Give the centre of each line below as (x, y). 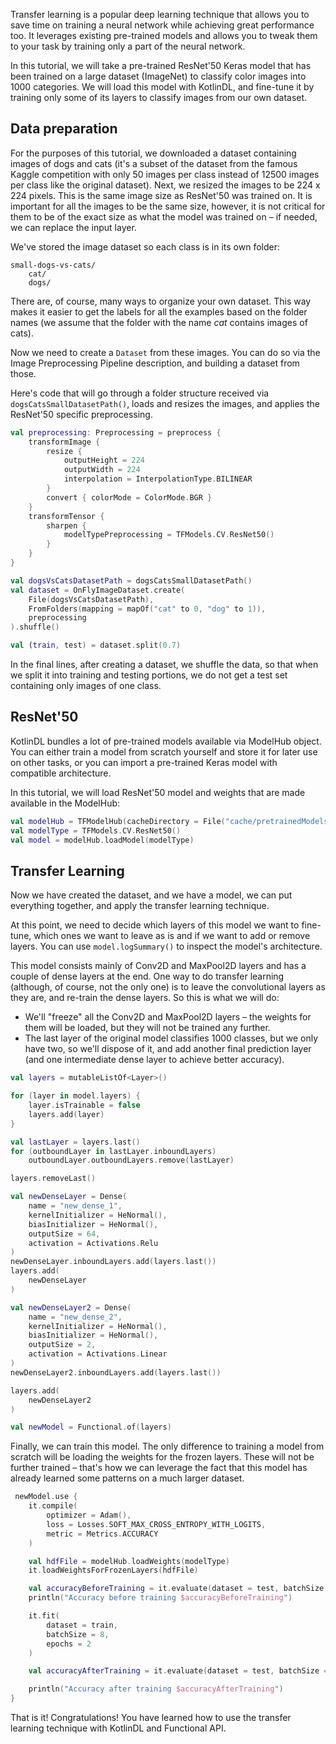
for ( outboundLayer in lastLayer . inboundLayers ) (113, 1151)
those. (23, 373)
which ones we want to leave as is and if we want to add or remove (172, 936)
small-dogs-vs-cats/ (53, 265)
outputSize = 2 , (62, 1345)
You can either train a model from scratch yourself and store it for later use (164, 751)
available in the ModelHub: (65, 803)
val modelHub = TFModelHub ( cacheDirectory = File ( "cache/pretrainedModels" (171, 821)
